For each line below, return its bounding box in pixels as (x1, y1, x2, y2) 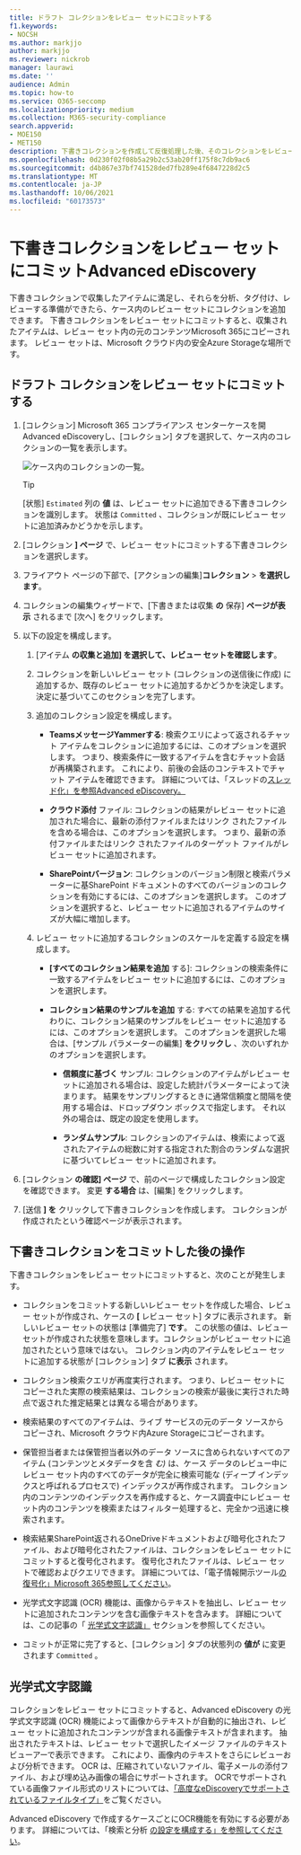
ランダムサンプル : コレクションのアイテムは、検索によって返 (62, 1132, 286, 1143)
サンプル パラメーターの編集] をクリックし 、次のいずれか (75, 1038, 289, 1048)
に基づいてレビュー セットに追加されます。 (62, 1154, 221, 1165)
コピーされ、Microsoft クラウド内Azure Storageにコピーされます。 (21, 1427, 270, 1438)
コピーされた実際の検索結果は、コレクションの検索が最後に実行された (21, 1386, 282, 1397)
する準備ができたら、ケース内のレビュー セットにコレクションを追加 (32, 303, 287, 314)
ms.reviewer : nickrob (9, 55, 90, 64)
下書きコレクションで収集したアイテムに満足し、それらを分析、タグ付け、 (9, 292, 283, 303)
